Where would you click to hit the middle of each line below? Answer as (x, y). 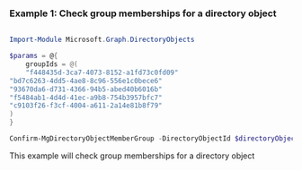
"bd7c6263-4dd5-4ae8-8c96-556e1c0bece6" (86, 81)
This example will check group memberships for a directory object (132, 156)
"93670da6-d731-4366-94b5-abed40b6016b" (86, 89)
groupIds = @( (52, 64)
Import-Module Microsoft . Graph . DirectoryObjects (102, 40)
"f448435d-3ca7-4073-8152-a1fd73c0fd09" (102, 72)
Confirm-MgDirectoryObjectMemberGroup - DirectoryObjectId (120, 139)
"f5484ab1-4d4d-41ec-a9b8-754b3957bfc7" (86, 98)
